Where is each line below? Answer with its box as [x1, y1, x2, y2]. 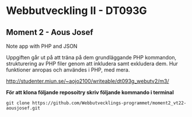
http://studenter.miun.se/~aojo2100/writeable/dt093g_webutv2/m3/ [6, 77, 169, 84]
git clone [6, 100, 30, 106]
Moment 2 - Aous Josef [6, 27, 93, 37]
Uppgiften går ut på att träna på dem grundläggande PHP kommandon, [6, 54, 177, 61]
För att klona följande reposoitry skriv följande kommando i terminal [6, 89, 174, 95]
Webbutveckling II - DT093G [6, 4, 147, 17]
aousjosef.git [6, 105, 41, 111]
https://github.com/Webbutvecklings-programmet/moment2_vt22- [32, 100, 187, 106]
